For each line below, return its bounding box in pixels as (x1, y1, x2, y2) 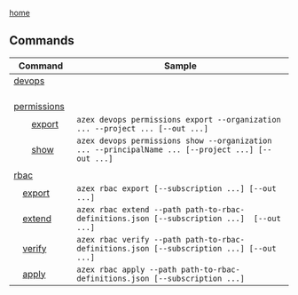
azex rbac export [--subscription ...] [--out (76, 183, 277, 194)
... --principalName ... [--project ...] (76, 144, 255, 155)
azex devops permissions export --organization (76, 115, 281, 124)
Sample (163, 60, 197, 72)
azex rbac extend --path (76, 204, 182, 214)
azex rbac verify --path (76, 235, 182, 244)
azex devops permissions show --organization (76, 135, 272, 146)
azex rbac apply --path (76, 264, 177, 275)
